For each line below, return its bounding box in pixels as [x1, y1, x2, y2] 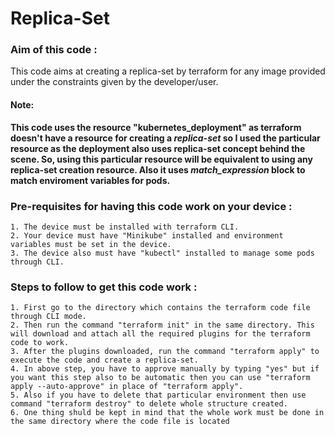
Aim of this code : [10, 43, 98, 57]
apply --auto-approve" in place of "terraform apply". [10, 382, 244, 392]
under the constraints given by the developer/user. [10, 76, 219, 88]
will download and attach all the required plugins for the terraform [10, 329, 311, 339]
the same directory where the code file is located [10, 417, 230, 427]
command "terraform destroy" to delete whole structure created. [10, 399, 288, 409]
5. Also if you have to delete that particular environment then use [10, 390, 307, 401]
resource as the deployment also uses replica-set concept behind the [10, 142, 306, 154]
